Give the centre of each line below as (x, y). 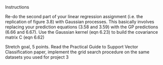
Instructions (17, 7)
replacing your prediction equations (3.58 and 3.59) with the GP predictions (82, 27)
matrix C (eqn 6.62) (25, 37)
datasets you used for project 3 (37, 57)
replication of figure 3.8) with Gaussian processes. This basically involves (80, 22)
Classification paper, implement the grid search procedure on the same (77, 52)
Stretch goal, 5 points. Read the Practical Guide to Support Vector (72, 47)
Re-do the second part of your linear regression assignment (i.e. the (74, 16)
